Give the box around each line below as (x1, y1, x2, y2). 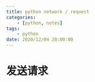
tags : (6, 25, 20, 32)
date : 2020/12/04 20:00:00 (6, 37, 73, 42)
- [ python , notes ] (17, 20, 63, 26)
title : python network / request (6, 8, 90, 15)
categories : (6, 14, 36, 20)
